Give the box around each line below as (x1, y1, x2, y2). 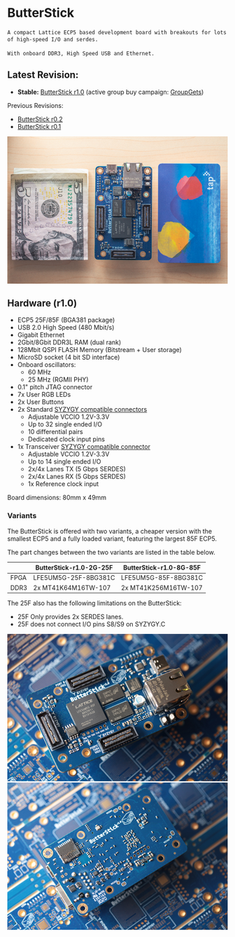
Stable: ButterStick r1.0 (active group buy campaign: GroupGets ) (17, 88, 204, 96)
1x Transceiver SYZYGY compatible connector (17, 443, 150, 451)
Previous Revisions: (7, 101, 64, 109)
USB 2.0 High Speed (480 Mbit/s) (17, 323, 115, 332)
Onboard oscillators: (17, 360, 76, 369)
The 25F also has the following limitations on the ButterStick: (7, 599, 182, 607)
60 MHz (27, 368, 51, 377)
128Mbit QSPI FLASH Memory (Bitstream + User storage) (17, 346, 182, 354)
